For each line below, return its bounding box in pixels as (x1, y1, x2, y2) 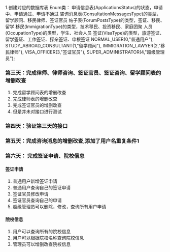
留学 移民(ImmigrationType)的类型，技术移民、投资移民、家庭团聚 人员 (5, 23, 153, 30)
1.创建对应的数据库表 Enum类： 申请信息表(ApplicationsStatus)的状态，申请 (5, 5, 163, 10)
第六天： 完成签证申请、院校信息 (5, 152, 85, 159)
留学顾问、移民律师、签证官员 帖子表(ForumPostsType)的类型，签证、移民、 (5, 17, 165, 23)
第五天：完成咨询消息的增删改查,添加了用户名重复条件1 (5, 137, 140, 145)
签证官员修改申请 (12, 191, 49, 197)
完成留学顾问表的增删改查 (12, 90, 66, 96)
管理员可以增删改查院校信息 (12, 241, 71, 247)
